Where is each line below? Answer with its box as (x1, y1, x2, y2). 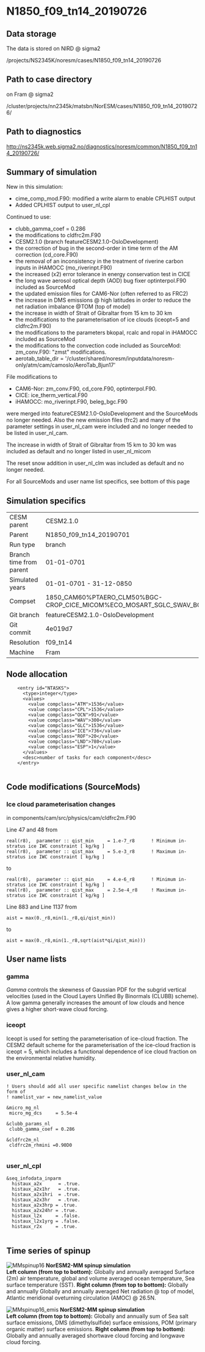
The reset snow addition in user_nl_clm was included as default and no (6, 459, 184, 467)
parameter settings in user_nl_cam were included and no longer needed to (6, 423, 193, 430)
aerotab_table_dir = (15, 355, 64, 362)
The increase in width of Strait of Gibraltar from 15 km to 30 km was (6, 441, 177, 448)
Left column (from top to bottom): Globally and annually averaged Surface (6, 1268, 195, 1276)
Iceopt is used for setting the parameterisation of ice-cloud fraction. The (6, 1034, 189, 1042)
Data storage (6, 29, 57, 39)
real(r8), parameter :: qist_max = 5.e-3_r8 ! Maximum (6, 848, 176, 855)
